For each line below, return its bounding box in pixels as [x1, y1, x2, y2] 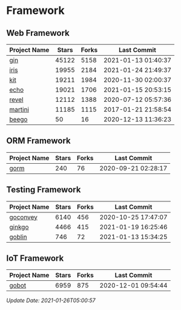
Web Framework [6, 28, 70, 38]
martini [9, 106, 29, 113]
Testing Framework [6, 184, 81, 195]
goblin [9, 232, 27, 241]
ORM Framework [6, 136, 71, 146]
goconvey [9, 213, 38, 221]
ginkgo [9, 223, 29, 231]
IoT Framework [6, 253, 64, 264]
